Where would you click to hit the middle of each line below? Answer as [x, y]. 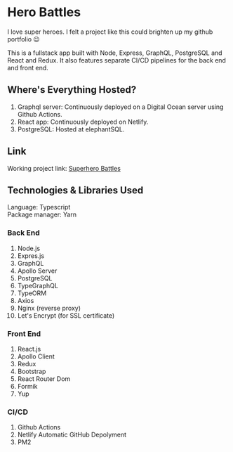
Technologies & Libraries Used [75, 190]
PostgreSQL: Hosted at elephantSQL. [71, 129]
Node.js [29, 248]
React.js [29, 349]
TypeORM [32, 293]
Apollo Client [36, 356]
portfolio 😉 [24, 39]
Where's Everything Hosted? [72, 90]
